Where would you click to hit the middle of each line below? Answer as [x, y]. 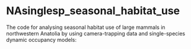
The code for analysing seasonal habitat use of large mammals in [86, 27]
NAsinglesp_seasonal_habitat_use [93, 11]
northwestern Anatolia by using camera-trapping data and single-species [96, 33]
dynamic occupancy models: [42, 40]
